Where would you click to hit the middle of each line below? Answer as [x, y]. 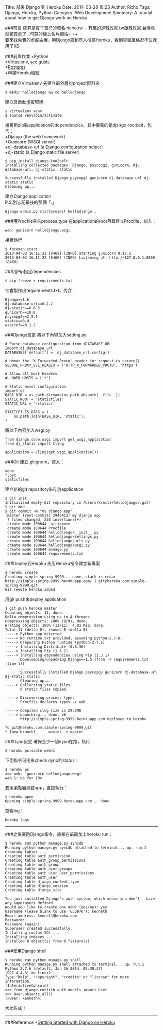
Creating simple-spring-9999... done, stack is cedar [61, 577]
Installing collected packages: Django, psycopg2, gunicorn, [68, 165]
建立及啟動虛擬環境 [24, 102]
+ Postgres [15, 67]
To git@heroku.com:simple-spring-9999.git [49, 728]
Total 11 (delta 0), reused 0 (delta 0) [47, 630]
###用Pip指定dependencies [33, 272]
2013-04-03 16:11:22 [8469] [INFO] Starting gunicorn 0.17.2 [68, 253]
